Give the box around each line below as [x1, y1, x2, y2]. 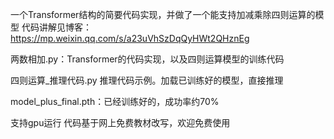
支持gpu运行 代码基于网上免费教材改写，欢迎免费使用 [10, 117, 231, 128]
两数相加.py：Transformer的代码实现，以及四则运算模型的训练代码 [10, 53, 285, 65]
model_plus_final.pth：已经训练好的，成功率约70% [10, 96, 220, 107]
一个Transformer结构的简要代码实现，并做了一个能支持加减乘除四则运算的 [10, 9, 316, 20]
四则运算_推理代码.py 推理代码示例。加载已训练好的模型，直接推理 [10, 74, 284, 86]
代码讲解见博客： [21, 21, 92, 33]
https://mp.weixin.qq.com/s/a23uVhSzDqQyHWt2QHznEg [10, 33, 250, 44]
